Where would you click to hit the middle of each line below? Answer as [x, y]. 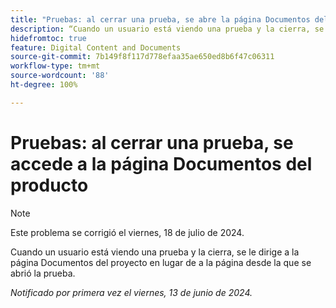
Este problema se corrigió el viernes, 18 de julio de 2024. [127, 232]
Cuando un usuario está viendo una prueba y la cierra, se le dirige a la [155, 252]
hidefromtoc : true [48, 38]
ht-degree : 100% [44, 85]
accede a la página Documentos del [161, 163]
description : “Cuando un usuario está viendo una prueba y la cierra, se [167, 29]
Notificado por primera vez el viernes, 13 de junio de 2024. [131, 292]
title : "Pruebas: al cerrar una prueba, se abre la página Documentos [160, 19]
